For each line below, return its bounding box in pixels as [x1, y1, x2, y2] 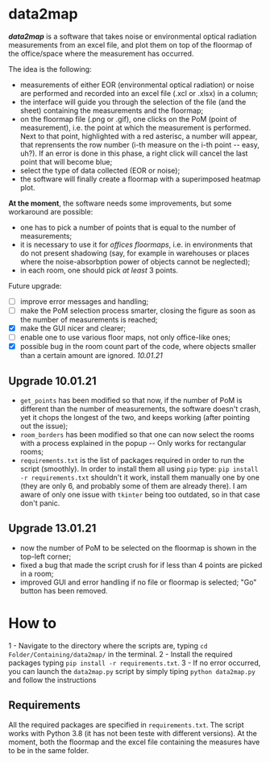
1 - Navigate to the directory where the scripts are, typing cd [8, 640, 208, 650]
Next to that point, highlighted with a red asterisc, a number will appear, [19, 131, 258, 141]
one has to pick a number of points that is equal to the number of [19, 223, 236, 232]
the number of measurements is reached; [19, 315, 158, 325]
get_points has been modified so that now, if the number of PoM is [19, 396, 243, 406]
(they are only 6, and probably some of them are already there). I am [19, 481, 247, 491]
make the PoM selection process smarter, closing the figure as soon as [19, 306, 256, 315]
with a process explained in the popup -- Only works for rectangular [19, 439, 247, 448]
